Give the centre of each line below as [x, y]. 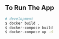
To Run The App [29, 8]
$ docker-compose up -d [29, 32]
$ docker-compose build [29, 28]
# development [19, 19]
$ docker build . [22, 23]
